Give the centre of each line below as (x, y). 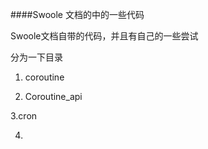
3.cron (24, 116)
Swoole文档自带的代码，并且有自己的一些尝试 (104, 36)
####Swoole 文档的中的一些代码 (77, 14)
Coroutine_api (53, 96)
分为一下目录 (36, 57)
